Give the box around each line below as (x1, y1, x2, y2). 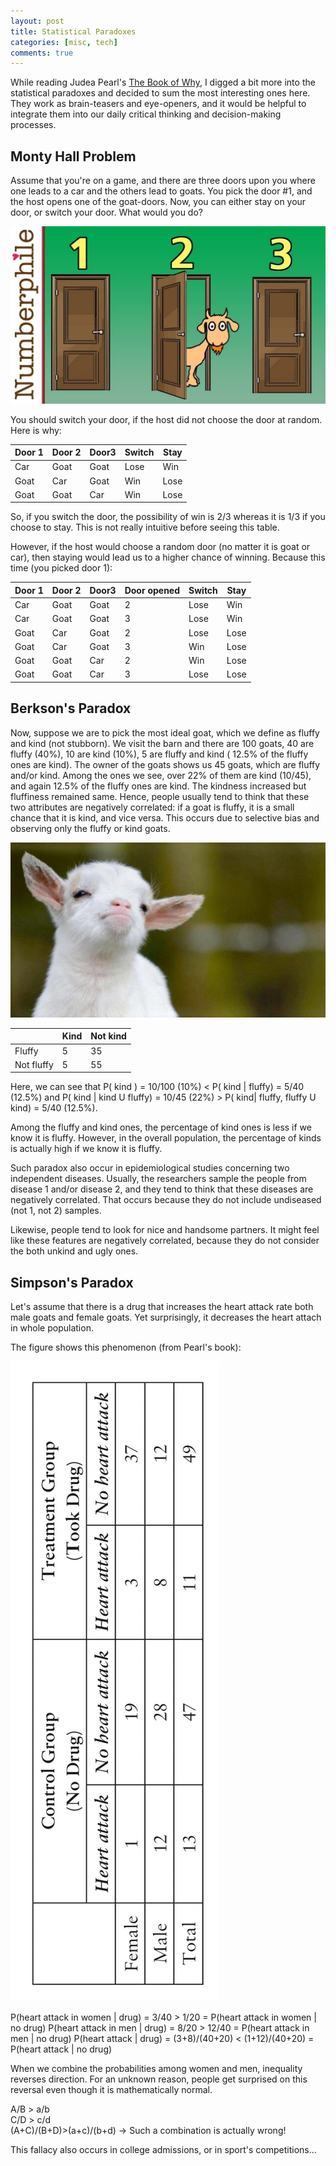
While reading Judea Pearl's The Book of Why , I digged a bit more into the (10, 76, 316, 89)
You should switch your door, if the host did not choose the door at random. (10, 413, 323, 425)
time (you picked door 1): (10, 562, 113, 574)
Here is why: (10, 424, 62, 436)
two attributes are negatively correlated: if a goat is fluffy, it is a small (10, 801, 295, 813)
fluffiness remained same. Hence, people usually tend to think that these (10, 790, 310, 802)
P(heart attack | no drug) (10, 2043, 113, 2055)
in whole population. (10, 1322, 94, 1334)
